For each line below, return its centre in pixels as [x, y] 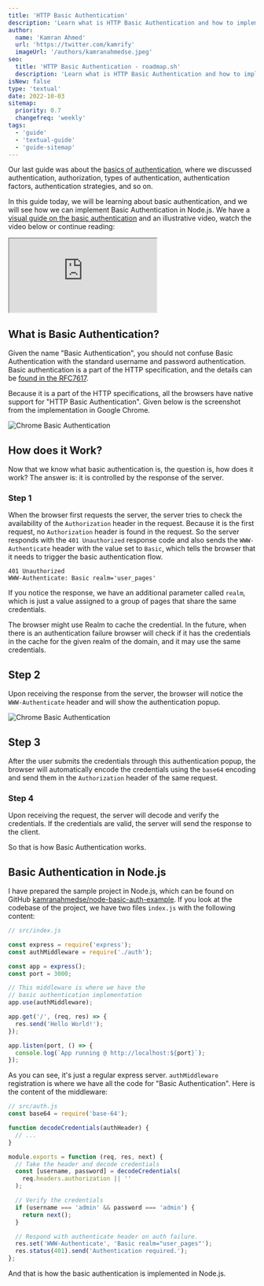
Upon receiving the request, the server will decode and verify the [114, 815]
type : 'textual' [35, 89]
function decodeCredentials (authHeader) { [79, 1128]
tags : [17, 125]
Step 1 [20, 498]
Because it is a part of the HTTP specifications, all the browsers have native [131, 394]
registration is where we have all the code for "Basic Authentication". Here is [132, 1084]
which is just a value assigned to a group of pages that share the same [123, 601]
